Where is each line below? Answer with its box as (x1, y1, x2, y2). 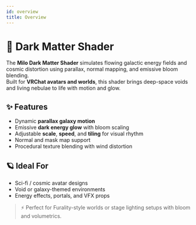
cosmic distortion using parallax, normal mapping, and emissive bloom (6, 66, 178, 73)
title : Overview (6, 14, 46, 20)
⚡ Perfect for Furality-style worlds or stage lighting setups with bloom (20, 204, 191, 211)
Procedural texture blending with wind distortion (14, 143, 133, 150)
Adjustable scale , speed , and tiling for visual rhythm (14, 130, 144, 137)
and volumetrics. (20, 213, 62, 220)
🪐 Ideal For (6, 161, 49, 171)
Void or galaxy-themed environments (14, 186, 105, 193)
